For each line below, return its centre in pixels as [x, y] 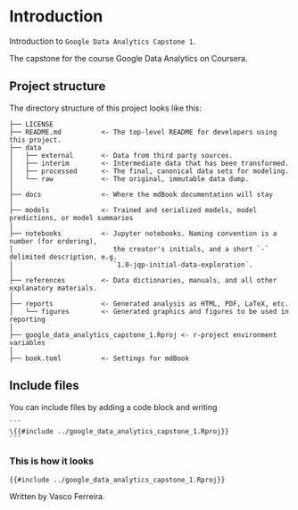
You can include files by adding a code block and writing [113, 407]
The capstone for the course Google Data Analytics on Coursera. [128, 58]
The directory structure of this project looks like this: [106, 108]
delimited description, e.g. [63, 257]
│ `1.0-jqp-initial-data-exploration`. [131, 265]
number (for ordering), [54, 241]
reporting [28, 319]
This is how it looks [52, 461]
